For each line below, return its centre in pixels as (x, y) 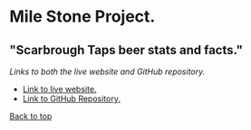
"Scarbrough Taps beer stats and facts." (126, 50)
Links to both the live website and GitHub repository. (107, 71)
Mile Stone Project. (82, 17)
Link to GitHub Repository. (71, 98)
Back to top (31, 116)
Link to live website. (59, 89)
